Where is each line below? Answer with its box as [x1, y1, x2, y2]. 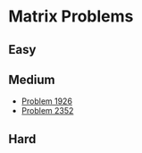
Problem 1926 [21, 96, 73, 106]
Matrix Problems [8, 6, 134, 27]
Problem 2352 [21, 106, 74, 116]
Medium [8, 72, 55, 87]
